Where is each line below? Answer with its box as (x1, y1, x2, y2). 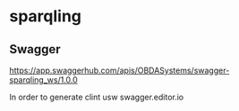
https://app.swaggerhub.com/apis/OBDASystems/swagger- (9, 65, 230, 75)
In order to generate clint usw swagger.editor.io (9, 91, 184, 102)
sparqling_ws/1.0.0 (9, 75, 78, 85)
